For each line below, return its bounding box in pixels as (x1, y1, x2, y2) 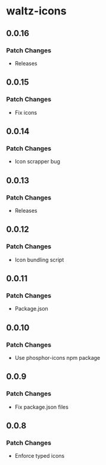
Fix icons (14, 109, 38, 116)
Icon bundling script (14, 256, 64, 263)
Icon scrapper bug (14, 158, 61, 165)
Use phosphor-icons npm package (14, 354, 101, 361)
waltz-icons (6, 4, 67, 18)
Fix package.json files (14, 403, 68, 410)
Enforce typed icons (14, 452, 65, 460)
